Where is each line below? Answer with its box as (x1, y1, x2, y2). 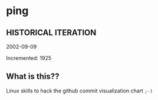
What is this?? (6, 72, 60, 82)
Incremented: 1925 (6, 55, 52, 61)
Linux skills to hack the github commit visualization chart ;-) (6, 87, 153, 94)
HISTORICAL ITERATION (6, 28, 97, 38)
